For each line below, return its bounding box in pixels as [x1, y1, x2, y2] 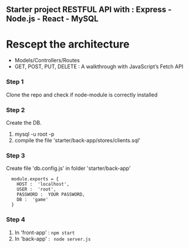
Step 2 [6, 106, 25, 114]
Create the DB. [6, 119, 42, 126]
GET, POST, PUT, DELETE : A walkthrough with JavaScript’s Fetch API [14, 63, 184, 70]
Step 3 [6, 151, 25, 159]
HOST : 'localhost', [16, 182, 69, 187]
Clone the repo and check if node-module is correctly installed [6, 91, 158, 98]
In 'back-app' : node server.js [14, 235, 91, 242]
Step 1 [6, 78, 24, 86]
